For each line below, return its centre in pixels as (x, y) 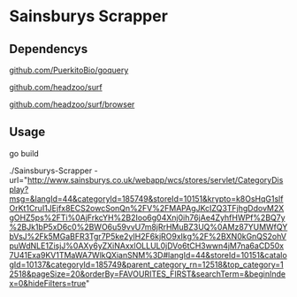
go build (24, 153)
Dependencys (49, 49)
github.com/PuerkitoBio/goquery (69, 70)
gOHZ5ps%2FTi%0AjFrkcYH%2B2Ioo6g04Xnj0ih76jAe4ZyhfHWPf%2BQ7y (147, 217)
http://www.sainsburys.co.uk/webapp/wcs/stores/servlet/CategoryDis (155, 179)
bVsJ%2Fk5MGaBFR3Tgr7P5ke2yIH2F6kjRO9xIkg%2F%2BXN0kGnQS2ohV (148, 236)
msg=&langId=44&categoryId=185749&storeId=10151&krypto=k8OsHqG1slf (146, 198)
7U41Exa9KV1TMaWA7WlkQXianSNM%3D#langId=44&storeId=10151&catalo (148, 255)
